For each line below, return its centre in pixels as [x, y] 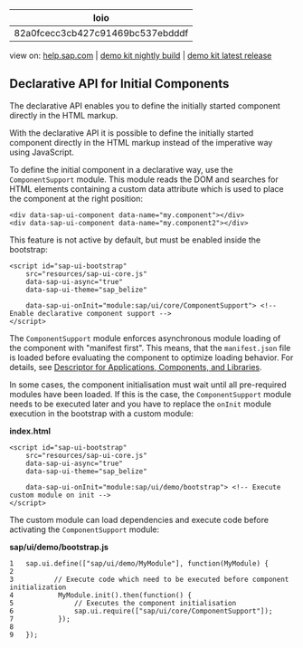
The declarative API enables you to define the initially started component [145, 105]
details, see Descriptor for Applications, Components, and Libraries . [136, 367]
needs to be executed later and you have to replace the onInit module [141, 404]
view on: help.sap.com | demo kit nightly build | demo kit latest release [141, 55]
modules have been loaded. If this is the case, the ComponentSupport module [151, 394]
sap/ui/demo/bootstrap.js [59, 547]
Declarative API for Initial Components [119, 84]
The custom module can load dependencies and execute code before [139, 519]
